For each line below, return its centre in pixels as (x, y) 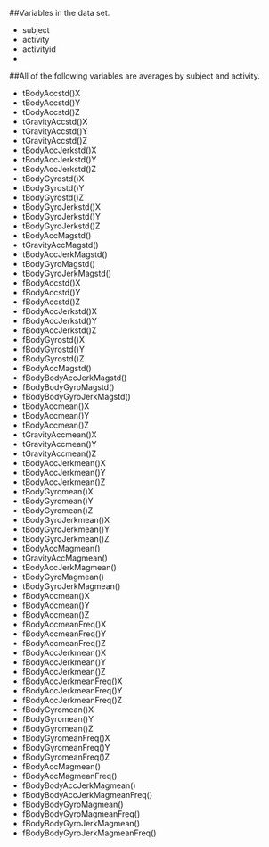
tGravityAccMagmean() (65, 558)
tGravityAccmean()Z (59, 453)
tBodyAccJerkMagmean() (69, 567)
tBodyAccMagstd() (57, 235)
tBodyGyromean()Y (57, 501)
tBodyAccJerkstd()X (59, 150)
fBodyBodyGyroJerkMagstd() (76, 397)
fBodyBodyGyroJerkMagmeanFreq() (89, 833)
